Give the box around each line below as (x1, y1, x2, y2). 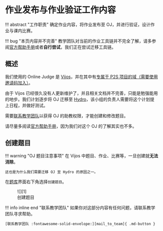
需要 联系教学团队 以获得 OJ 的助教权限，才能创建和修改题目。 (5, 113, 128, 119)
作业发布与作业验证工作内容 (5, 4, 116, 16)
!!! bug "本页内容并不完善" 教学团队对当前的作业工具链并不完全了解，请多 (5, 38, 152, 44)
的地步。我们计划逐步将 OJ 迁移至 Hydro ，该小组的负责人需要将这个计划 (5, 96, 150, 102)
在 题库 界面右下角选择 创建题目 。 (5, 179, 67, 185)
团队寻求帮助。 (5, 210, 35, 216)
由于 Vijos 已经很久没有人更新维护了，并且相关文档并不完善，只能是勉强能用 (5, 90, 158, 96)
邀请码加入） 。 (5, 80, 33, 85)
